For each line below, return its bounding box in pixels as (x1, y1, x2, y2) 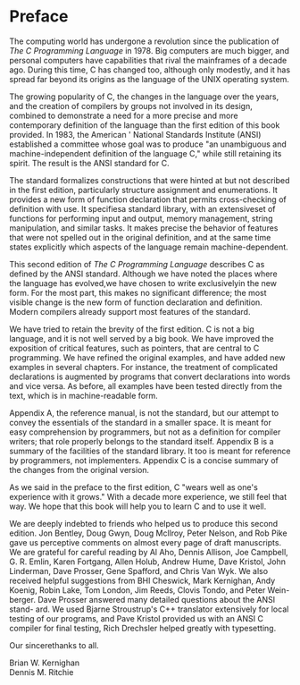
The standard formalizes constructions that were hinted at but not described (9, 174, 290, 185)
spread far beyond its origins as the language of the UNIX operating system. (9, 73, 290, 84)
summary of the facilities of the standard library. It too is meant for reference (9, 445, 291, 456)
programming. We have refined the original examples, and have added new (9, 351, 286, 363)
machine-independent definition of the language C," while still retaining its (9, 148, 282, 158)
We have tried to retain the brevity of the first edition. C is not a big (9, 324, 254, 334)
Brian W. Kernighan (9, 657, 80, 668)
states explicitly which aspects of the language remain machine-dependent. (9, 241, 288, 252)
